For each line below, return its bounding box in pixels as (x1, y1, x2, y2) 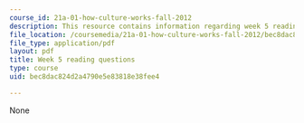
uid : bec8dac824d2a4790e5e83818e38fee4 (9, 72, 160, 81)
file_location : (9, 30, 67, 39)
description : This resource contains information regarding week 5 (9, 22, 270, 31)
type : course (9, 64, 59, 73)
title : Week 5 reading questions (9, 55, 136, 64)
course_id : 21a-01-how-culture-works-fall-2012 (9, 13, 193, 23)
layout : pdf (9, 47, 54, 56)
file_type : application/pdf (9, 38, 116, 48)
